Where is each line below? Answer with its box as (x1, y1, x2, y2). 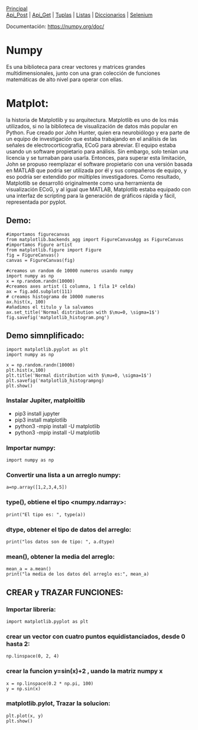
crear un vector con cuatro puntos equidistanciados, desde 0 (6, 632, 186, 640)
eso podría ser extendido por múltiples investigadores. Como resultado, (6, 173, 181, 180)
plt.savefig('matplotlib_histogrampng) (6, 377, 105, 384)
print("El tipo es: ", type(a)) (6, 511, 86, 517)
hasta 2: (6, 640, 31, 648)
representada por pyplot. (6, 198, 67, 206)
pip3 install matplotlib (14, 416, 67, 424)
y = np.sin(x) (6, 685, 41, 691)
